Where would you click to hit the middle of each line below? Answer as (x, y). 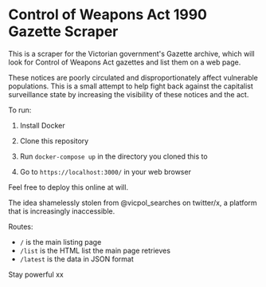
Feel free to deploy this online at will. (68, 187)
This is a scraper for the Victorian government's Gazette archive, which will (131, 53)
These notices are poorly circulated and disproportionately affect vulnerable (133, 77)
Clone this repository (54, 140)
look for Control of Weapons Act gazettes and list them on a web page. (125, 62)
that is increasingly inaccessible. (62, 211)
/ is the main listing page (61, 242)
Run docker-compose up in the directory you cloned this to (114, 156)
